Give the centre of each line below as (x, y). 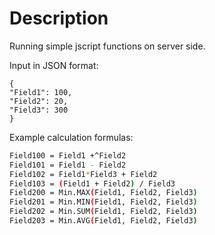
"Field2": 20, (39, 101)
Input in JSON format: (54, 65)
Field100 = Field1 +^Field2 (68, 155)
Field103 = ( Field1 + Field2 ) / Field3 (92, 183)
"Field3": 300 (39, 110)
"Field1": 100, (41, 92)
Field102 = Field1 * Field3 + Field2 (83, 174)
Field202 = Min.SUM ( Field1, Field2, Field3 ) (103, 212)
